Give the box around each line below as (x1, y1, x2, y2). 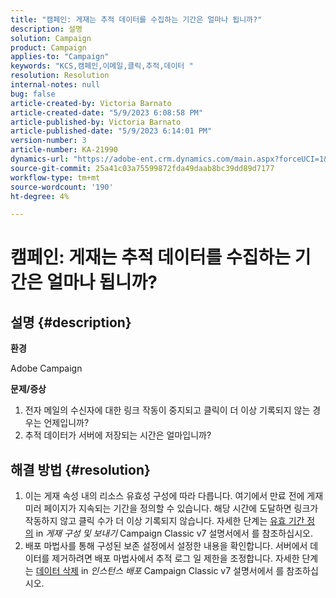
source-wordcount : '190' (10, 182, 114, 192)
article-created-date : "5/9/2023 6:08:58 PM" (10, 107, 203, 118)
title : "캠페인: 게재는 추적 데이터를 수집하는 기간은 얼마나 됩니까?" (10, 14, 263, 25)
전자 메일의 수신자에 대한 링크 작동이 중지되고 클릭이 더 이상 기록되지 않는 (24, 404, 311, 416)
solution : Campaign (10, 33, 92, 43)
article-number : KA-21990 (10, 145, 118, 155)
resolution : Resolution (10, 71, 110, 81)
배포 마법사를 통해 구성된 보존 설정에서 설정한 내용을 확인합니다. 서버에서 (24, 540, 308, 552)
